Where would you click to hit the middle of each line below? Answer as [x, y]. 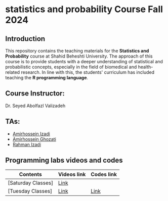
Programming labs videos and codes [64, 160]
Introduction [25, 39]
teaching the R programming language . [47, 78]
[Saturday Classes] [31, 183]
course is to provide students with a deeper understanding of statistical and [84, 61]
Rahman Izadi [27, 144]
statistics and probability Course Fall [84, 9]
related [13, 72]
